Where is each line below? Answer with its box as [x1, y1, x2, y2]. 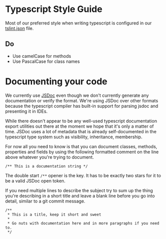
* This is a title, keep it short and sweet [7, 212, 101, 217]
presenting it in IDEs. [5, 108, 48, 114]
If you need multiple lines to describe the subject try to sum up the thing [5, 187, 153, 193]
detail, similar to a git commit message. [5, 198, 86, 204]
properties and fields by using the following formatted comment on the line [5, 149, 159, 155]
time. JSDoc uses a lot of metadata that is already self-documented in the [5, 128, 157, 134]
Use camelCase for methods [12, 53, 71, 59]
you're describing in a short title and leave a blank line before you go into [5, 193, 155, 199]
